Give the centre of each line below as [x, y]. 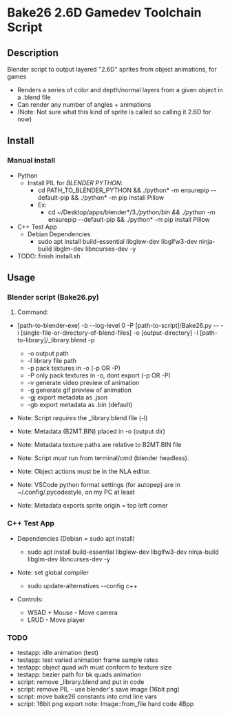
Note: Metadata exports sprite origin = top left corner [92, 506]
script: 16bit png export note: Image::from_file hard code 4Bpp [105, 703]
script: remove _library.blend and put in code [81, 682]
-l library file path [52, 361]
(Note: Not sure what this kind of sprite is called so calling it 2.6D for [114, 112]
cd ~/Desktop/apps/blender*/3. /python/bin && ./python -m [132, 212]
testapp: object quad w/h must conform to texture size [94, 667]
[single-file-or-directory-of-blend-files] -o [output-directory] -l [109, 333]
